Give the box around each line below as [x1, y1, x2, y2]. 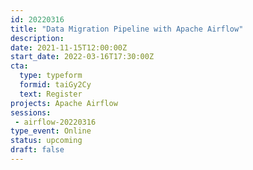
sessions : [10, 107, 52, 118]
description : [10, 33, 65, 43]
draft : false [10, 145, 65, 155]
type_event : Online [10, 126, 92, 136]
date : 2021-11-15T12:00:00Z [10, 42, 128, 53]
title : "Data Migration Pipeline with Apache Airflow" [10, 24, 244, 34]
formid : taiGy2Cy [19, 80, 92, 90]
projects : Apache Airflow [10, 98, 118, 108]
